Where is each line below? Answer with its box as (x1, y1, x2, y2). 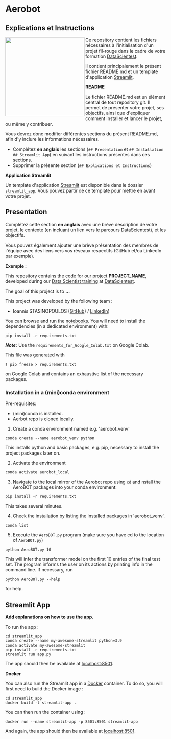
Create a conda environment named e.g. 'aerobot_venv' (12, 426, 130, 432)
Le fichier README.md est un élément (85, 94, 166, 100)
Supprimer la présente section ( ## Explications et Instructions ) (12, 162, 152, 169)
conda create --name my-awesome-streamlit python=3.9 (5, 638, 123, 643)
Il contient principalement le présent (85, 63, 161, 69)
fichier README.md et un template (85, 68, 158, 75)
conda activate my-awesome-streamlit (5, 642, 86, 648)
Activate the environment (12, 460, 66, 466)
